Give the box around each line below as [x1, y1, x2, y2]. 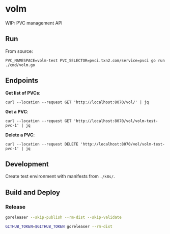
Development [5, 160, 49, 168]
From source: [5, 48, 33, 54]
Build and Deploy [5, 188, 60, 196]
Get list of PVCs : [5, 90, 41, 96]
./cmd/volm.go [5, 62, 36, 68]
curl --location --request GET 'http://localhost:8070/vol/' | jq [5, 100, 149, 105]
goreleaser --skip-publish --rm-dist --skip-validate [5, 215, 122, 220]
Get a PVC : [5, 108, 29, 114]
